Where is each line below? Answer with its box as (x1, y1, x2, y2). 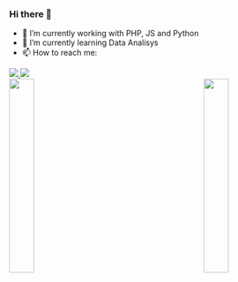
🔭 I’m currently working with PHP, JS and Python (21, 28, 199, 39)
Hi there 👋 (9, 8, 53, 20)
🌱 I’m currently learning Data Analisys (21, 37, 159, 48)
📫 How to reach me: (21, 48, 98, 58)
